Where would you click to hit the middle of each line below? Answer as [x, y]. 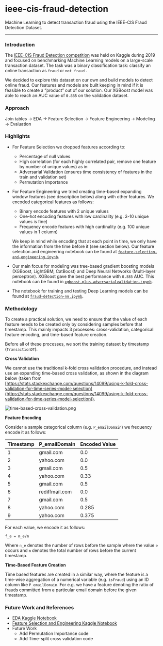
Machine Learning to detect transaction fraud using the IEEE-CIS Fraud [76, 22]
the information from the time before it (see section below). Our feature [83, 246]
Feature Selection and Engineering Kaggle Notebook [65, 623]
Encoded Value [98, 444]
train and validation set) [43, 177]
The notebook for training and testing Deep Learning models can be [80, 291]
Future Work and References [40, 608]
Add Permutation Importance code [54, 633]
